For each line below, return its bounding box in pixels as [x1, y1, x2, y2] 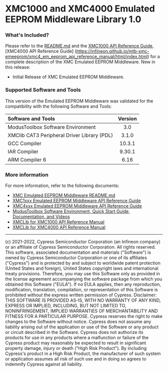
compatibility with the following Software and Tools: [5, 103, 112, 109]
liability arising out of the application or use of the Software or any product [5, 324, 159, 330]
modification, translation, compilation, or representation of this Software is [5, 287, 158, 293]
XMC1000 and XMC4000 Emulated [5, 3, 155, 15]
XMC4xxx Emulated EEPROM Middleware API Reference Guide [12, 203, 142, 209]
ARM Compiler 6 [7, 156, 46, 163]
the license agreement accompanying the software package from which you [5, 276, 162, 282]
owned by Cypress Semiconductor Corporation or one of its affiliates [5, 255, 147, 261]
